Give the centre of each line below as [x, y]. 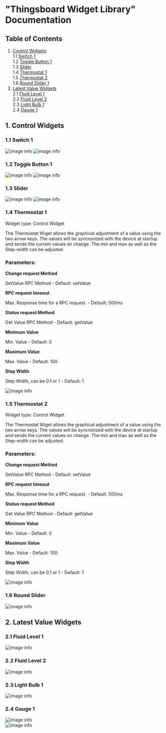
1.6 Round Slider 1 [31, 83]
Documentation [38, 20]
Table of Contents [34, 39]
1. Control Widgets [35, 126]
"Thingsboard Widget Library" [70, 9]
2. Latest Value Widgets [43, 622]
